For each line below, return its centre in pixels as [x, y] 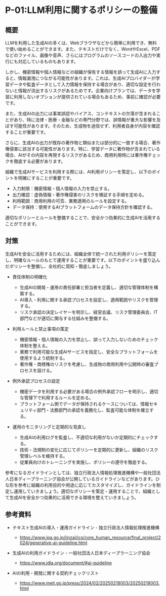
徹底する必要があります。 [40, 161]
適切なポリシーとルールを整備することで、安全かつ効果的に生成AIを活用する [83, 218]
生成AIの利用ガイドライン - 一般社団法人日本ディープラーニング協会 [81, 553]
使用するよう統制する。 [43, 358]
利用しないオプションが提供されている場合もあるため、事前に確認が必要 [87, 97]
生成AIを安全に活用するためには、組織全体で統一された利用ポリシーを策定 [81, 254]
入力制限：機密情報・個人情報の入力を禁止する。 [62, 188]
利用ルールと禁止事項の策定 [41, 329]
